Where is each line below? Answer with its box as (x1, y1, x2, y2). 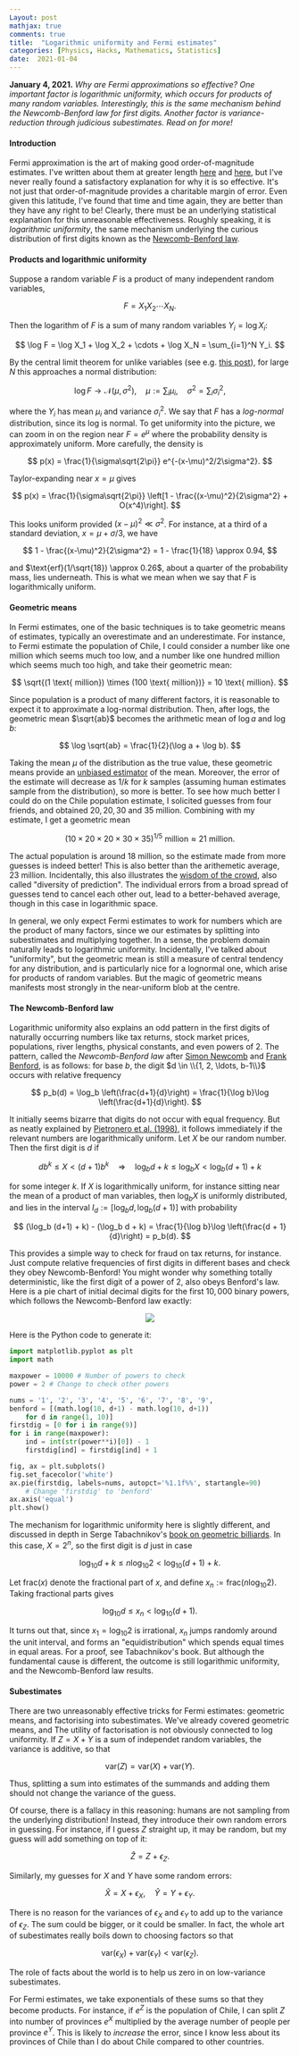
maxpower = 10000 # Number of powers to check (9, 1371, 186, 1381)
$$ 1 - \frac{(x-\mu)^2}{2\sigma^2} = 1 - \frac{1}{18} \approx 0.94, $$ (21, 545, 278, 556)
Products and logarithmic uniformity (9, 254, 147, 265)
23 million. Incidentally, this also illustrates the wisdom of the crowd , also (9, 870, 278, 881)
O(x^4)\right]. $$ (119, 500, 181, 510)
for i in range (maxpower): (9, 1429, 110, 1438)
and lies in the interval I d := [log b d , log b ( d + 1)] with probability (9, 1201, 238, 1215)
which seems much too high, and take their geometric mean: (9, 660, 232, 670)
